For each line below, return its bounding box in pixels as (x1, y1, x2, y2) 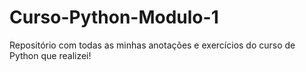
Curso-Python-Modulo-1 (9, 6, 219, 29)
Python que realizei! (9, 49, 92, 61)
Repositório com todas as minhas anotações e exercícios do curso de (9, 39, 296, 51)
